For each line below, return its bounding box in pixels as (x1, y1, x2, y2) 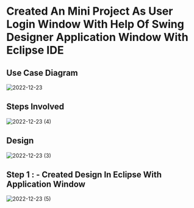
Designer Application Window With (6, 31, 189, 44)
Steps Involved (6, 102, 65, 112)
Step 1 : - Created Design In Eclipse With (6, 169, 162, 180)
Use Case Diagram (6, 67, 78, 78)
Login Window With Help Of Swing (6, 17, 184, 31)
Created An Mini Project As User (6, 4, 173, 18)
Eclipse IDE (6, 43, 64, 58)
